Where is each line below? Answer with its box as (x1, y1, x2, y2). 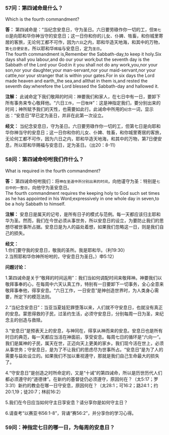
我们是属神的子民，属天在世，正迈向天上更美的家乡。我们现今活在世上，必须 (5, 340, 164, 346)
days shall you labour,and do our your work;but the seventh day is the (5, 56, 150, 62)
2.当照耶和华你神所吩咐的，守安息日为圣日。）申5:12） (5, 253, 117, 259)
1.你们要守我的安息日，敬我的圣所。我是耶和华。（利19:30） (5, 247, 128, 253)
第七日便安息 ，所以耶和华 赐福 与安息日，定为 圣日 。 (5, 45, 105, 51)
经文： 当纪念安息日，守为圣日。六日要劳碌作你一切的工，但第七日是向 (5, 123, 152, 129)
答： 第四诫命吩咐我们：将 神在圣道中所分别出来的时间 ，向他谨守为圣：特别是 (5, 178, 157, 184)
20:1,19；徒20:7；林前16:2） (5, 389, 64, 395)
